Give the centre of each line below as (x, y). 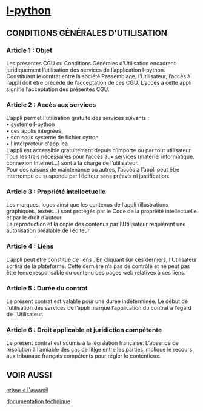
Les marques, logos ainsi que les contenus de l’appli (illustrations (87, 205)
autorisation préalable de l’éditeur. (48, 230)
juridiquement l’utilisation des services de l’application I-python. (86, 70)
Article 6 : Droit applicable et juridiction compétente (84, 330)
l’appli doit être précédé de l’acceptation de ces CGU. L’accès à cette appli (99, 82)
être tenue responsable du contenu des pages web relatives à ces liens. (96, 272)
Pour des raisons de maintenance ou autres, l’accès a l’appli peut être (93, 170)
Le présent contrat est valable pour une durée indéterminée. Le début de (97, 301)
